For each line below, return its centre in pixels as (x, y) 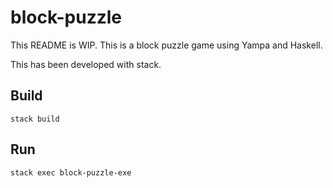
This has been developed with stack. (86, 64)
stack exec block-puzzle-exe (71, 172)
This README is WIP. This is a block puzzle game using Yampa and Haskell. (166, 45)
